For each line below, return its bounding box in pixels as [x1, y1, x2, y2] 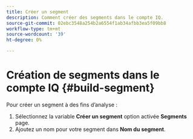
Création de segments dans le [6, 68, 160, 82]
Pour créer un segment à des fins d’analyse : [6, 101, 118, 108]
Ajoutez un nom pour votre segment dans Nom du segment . [15, 125, 166, 133]
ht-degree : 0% [6, 37, 42, 43]
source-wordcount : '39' [6, 31, 67, 37]
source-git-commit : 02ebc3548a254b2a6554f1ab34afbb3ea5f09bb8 [6, 20, 166, 26]
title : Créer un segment [6, 8, 69, 15]
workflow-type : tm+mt [6, 25, 61, 32]
